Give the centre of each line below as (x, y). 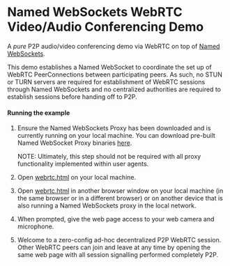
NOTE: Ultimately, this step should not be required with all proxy (109, 157)
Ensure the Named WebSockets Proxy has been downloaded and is (114, 128)
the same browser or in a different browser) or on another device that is (120, 198)
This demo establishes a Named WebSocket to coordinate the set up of (109, 67)
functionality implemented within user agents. (83, 164)
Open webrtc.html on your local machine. (77, 178)
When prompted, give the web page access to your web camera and (116, 219)
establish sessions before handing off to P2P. (72, 96)
